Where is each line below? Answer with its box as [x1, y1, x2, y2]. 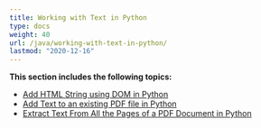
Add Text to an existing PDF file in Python [22, 98, 178, 109]
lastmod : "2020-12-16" [9, 47, 95, 56]
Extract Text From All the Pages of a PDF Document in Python [22, 108, 252, 119]
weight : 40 [9, 30, 51, 39]
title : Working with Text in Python [9, 13, 147, 23]
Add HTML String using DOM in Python [22, 89, 169, 100]
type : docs [9, 22, 51, 31]
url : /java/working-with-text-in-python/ [9, 38, 168, 48]
